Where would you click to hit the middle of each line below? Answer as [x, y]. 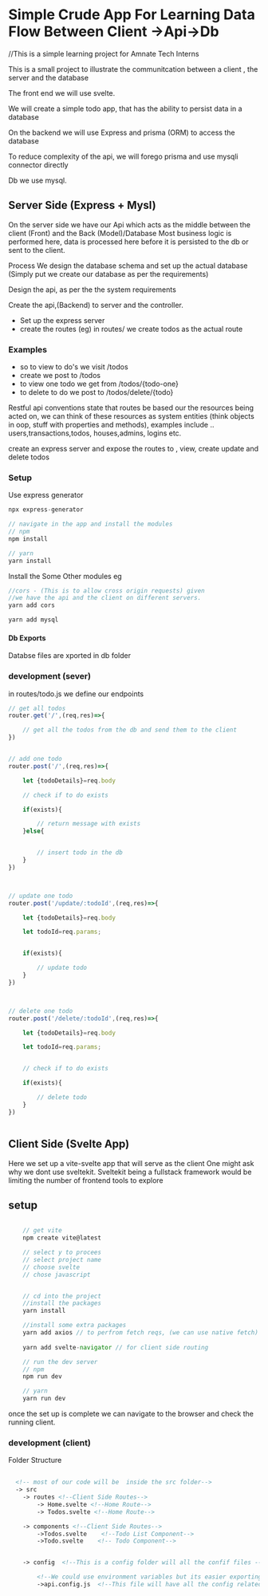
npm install [28, 539]
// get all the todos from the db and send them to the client [130, 730]
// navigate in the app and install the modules [91, 524]
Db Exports [27, 638]
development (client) [50, 1443]
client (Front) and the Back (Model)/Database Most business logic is [120, 233]
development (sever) [50, 676]
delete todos [29, 457]
